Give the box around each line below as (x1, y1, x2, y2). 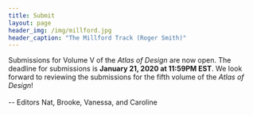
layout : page (8, 19, 52, 27)
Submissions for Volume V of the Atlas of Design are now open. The (8, 56, 232, 65)
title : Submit (8, 11, 56, 20)
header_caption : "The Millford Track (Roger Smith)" (8, 33, 187, 42)
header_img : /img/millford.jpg (8, 26, 112, 34)
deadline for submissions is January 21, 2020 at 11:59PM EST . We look (8, 64, 243, 74)
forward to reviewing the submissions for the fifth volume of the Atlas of (8, 72, 244, 82)
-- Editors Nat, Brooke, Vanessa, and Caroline (8, 98, 158, 107)
